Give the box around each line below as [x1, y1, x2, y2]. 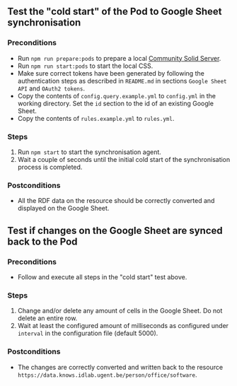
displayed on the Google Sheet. [17, 204, 110, 213]
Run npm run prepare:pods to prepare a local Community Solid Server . [17, 54, 221, 62]
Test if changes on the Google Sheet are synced [7, 224, 223, 236]
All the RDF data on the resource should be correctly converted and [17, 197, 215, 205]
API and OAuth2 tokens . [17, 84, 85, 93]
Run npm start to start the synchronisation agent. [17, 148, 161, 156]
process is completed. [17, 163, 83, 171]
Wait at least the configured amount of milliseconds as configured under [17, 322, 229, 330]
